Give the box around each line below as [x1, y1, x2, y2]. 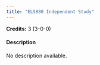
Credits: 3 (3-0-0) [6, 25, 52, 32]
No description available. [6, 52, 67, 59]
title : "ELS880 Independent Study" [6, 8, 95, 15]
